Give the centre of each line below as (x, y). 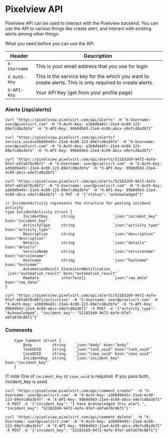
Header (19, 56)
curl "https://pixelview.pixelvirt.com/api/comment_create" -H (73, 391)
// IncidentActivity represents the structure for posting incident (78, 203)
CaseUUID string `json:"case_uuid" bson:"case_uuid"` (88, 354)
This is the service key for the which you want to (92, 76)
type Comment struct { (38, 340)
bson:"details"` (22, 247)
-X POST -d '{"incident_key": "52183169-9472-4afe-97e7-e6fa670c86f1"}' (82, 430)
